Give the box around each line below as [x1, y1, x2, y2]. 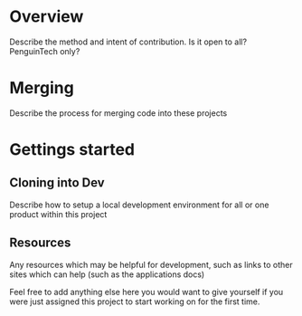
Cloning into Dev [9, 175, 106, 191]
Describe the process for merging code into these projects [9, 107, 228, 119]
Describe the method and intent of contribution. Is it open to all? [9, 36, 247, 47]
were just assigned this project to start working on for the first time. [9, 296, 260, 307]
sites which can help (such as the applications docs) [9, 269, 205, 280]
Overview [9, 6, 84, 27]
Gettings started [9, 139, 136, 160]
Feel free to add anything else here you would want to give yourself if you [9, 286, 284, 297]
